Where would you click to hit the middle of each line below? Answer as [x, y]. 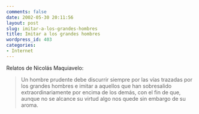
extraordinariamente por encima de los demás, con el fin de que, [101, 92]
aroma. [30, 105]
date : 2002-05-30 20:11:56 [40, 17]
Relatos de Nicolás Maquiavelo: [45, 68]
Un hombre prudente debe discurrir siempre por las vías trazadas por [107, 79]
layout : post [22, 23]
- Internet [20, 51]
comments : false [26, 12]
